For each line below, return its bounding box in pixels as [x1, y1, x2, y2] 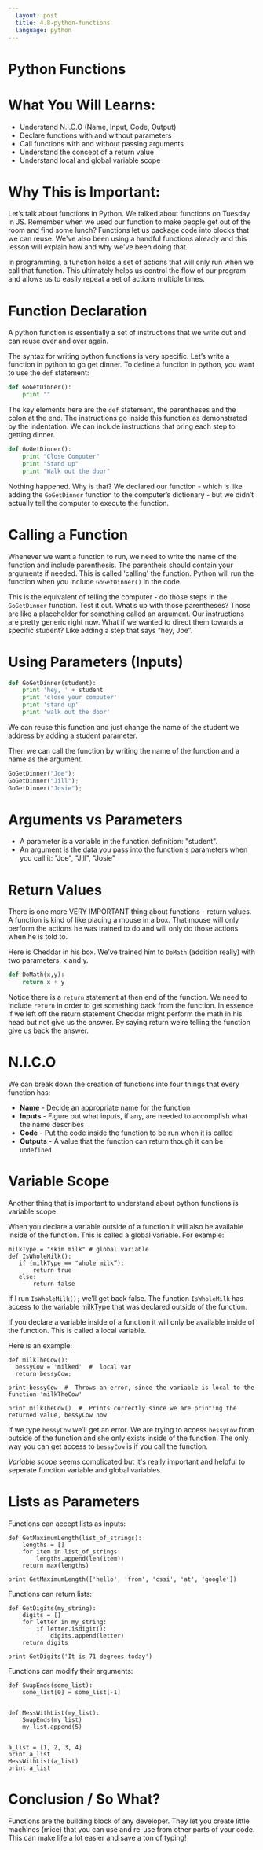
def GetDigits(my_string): [8, 1604, 97, 1612]
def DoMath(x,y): [8, 971, 65, 979]
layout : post [15, 11, 58, 20]
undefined [19, 1146, 53, 1155]
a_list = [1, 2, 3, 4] [8, 1743, 82, 1751]
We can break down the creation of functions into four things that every [8, 1079, 239, 1089]
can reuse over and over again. [8, 336, 108, 346]
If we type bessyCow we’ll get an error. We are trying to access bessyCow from [8, 1425, 254, 1434]
